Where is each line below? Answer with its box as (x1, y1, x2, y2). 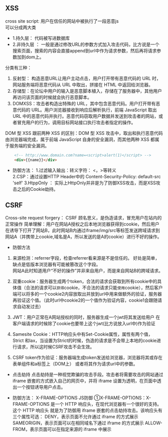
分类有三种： (5, 64, 32, 70)
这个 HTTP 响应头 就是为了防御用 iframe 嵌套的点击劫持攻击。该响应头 (12, 407, 158, 413)
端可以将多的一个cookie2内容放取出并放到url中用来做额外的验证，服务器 (12, 291, 162, 297)
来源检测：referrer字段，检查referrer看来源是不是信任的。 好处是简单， (12, 255, 159, 261)
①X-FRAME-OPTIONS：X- (94, 395, 151, 401)
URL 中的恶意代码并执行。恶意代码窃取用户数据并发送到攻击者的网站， (12, 113, 159, 119)
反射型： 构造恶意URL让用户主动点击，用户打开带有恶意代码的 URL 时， (12, 75, 161, 81)
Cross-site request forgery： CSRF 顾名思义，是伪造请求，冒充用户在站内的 (5, 215, 162, 221)
